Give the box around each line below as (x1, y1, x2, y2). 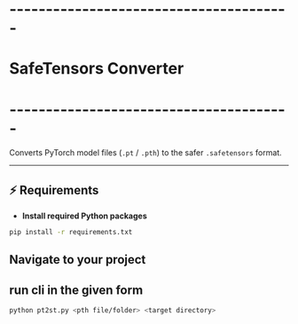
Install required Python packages (21, 210, 148, 221)
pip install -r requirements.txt (9, 228, 133, 237)
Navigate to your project (9, 252, 146, 267)
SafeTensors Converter (9, 59, 184, 79)
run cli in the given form (9, 282, 144, 297)
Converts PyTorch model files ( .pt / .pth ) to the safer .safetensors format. (9, 147, 282, 158)
